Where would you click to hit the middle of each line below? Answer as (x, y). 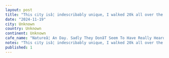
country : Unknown (23, 29)
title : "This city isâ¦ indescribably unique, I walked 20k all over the (84, 15)
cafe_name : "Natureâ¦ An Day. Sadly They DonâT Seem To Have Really (78, 38)
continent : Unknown (26, 33)
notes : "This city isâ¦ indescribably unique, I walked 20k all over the (84, 43)
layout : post (19, 10)
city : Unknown (20, 24)
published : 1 (19, 47)
